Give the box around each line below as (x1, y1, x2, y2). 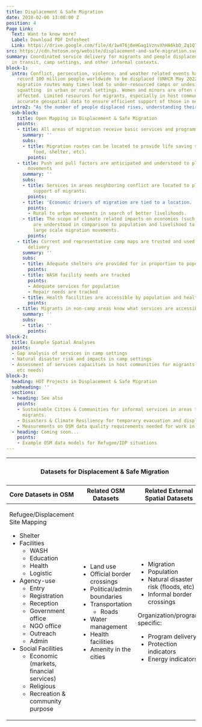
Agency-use (19, 576, 56, 585)
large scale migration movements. (32, 227, 120, 233)
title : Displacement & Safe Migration (6, 8, 103, 15)
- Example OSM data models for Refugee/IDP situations (17, 440, 158, 446)
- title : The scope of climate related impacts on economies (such (22, 216, 195, 222)
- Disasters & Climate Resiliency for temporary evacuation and (17, 417, 182, 423)
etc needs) (17, 367, 44, 373)
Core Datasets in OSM (9, 490, 74, 499)
